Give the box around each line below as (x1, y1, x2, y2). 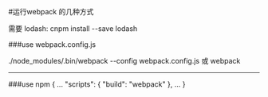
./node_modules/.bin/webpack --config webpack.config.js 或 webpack (8, 56, 241, 65)
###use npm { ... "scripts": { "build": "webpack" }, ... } (8, 80, 186, 89)
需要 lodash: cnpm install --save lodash (8, 24, 138, 33)
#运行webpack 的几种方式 (8, 7, 94, 16)
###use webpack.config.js (8, 40, 97, 49)
